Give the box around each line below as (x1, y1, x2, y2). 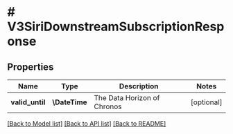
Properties (7, 61, 54, 73)
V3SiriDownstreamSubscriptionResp (7, 19, 225, 35)
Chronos (94, 102, 123, 111)
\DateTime (51, 97, 88, 107)
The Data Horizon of (94, 93, 160, 102)
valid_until (10, 97, 46, 107)
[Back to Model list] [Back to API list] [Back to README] (7, 119, 166, 128)
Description (119, 82, 159, 90)
